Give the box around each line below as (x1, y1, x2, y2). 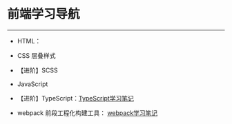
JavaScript (17, 80, 48, 88)
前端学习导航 (7, 6, 81, 22)
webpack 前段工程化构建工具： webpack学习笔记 (17, 108, 158, 117)
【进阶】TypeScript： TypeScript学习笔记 (17, 94, 135, 102)
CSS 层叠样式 (17, 51, 56, 59)
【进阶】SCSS (17, 66, 58, 74)
